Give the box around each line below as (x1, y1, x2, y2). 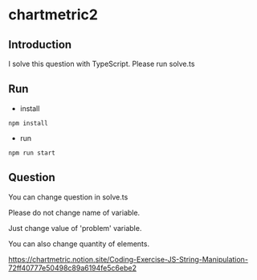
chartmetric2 (8, 6, 99, 24)
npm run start (8, 149, 56, 157)
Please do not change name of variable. (8, 208, 141, 217)
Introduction (8, 38, 72, 51)
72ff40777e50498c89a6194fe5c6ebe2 (8, 263, 137, 273)
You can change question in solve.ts (8, 191, 128, 202)
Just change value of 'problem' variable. (8, 223, 142, 233)
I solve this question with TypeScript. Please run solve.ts (8, 59, 195, 68)
